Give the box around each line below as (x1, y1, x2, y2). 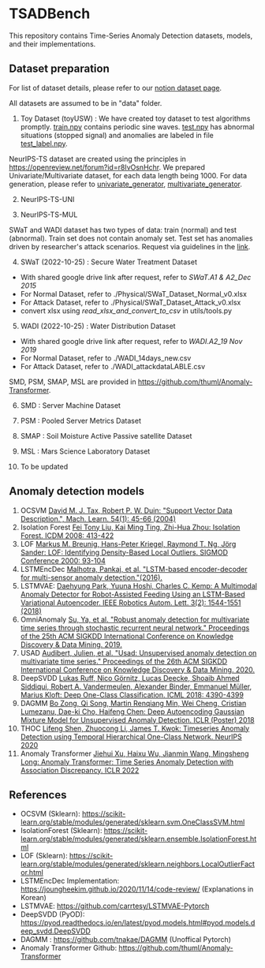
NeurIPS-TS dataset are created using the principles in (9, 154, 186, 163)
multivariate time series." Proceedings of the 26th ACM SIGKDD (20, 656, 228, 666)
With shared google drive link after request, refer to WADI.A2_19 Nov (20, 336, 243, 346)
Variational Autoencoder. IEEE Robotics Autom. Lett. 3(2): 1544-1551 (20, 597, 241, 607)
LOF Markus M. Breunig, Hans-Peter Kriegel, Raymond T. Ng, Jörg (20, 539, 237, 548)
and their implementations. (9, 39, 96, 48)
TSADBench (9, 5, 91, 23)
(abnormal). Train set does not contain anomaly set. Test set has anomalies (9, 234, 253, 243)
